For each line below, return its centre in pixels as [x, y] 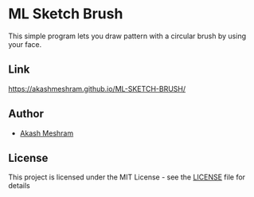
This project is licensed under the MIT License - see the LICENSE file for [127, 177]
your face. [25, 44]
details [19, 186]
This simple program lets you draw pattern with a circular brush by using [127, 36]
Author [26, 114]
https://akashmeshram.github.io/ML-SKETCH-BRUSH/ [97, 89]
